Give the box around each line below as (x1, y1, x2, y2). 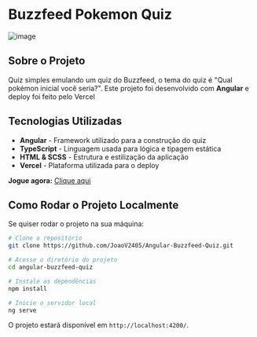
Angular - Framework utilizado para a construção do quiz (19, 135, 207, 145)
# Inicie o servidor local (8, 299, 97, 307)
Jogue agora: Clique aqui (8, 175, 91, 185)
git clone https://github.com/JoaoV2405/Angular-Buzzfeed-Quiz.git (8, 242, 234, 250)
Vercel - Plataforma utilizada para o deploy (19, 160, 160, 170)
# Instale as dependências (8, 277, 97, 285)
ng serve (8, 306, 37, 314)
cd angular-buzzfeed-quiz (8, 263, 93, 271)
